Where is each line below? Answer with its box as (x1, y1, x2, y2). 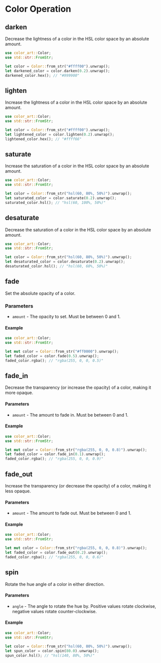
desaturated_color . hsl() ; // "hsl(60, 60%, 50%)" (5, 264, 108, 269)
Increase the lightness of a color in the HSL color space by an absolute (5, 99, 147, 106)
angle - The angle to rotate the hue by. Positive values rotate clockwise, (12, 603, 156, 609)
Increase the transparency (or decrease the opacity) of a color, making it (5, 483, 151, 489)
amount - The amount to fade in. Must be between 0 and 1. (12, 412, 128, 418)
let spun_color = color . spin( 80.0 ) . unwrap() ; (5, 648, 99, 653)
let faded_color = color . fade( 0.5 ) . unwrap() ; (5, 354, 99, 358)
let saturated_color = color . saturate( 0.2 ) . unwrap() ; (5, 196, 117, 200)
